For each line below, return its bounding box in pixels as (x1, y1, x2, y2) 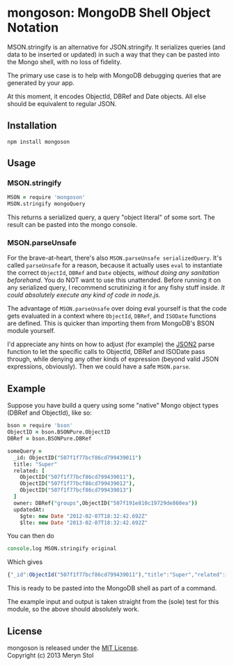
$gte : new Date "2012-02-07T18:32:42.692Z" (19, 512, 148, 519)
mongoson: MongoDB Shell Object (7, 5, 211, 21)
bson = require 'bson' (7, 422, 73, 429)
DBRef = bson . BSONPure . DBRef (7, 435, 92, 443)
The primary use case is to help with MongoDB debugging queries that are (7, 71, 221, 80)
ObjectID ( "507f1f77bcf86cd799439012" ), (19, 480, 136, 487)
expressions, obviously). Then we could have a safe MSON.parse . (7, 362, 191, 371)
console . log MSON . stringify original (7, 545, 117, 552)
